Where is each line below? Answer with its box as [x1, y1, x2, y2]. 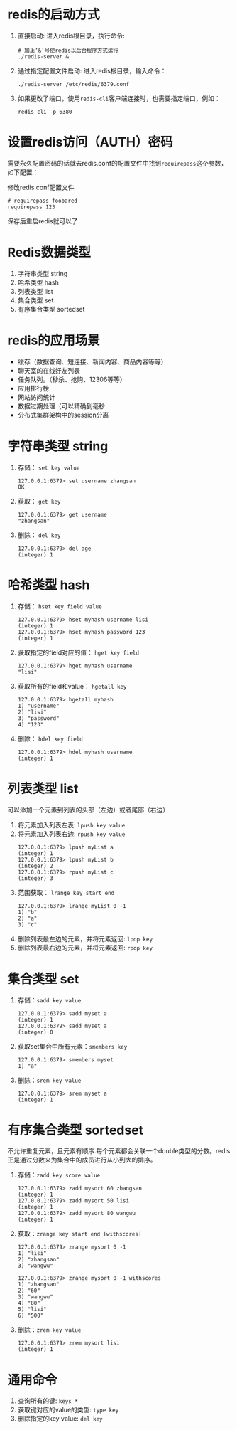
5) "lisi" [17, 1306, 48, 1313]
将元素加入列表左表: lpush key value [17, 820, 126, 829]
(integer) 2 [17, 862, 53, 869]
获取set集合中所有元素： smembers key [17, 1042, 128, 1050]
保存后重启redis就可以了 [7, 216, 78, 225]
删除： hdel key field [17, 734, 83, 743]
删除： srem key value [17, 1076, 82, 1084]
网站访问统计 [17, 393, 55, 401]
